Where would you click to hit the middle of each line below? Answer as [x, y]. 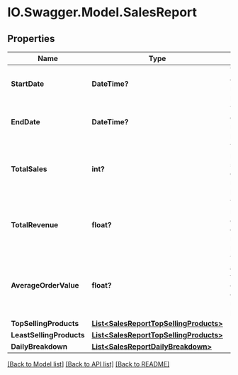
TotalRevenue [35, 225]
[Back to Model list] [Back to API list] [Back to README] [89, 364]
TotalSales [29, 169]
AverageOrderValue [45, 285]
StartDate [28, 84]
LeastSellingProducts [48, 335]
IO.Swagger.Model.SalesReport [102, 12]
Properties [31, 39]
